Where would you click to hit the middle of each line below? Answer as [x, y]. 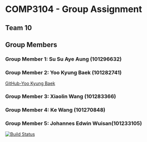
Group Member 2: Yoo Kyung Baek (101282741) [63, 72]
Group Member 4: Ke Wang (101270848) [55, 110]
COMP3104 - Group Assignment [74, 9]
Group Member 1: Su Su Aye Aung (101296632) [63, 59]
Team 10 [19, 28]
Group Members [31, 44]
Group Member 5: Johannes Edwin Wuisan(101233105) [73, 123]
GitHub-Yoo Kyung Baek [30, 83]
